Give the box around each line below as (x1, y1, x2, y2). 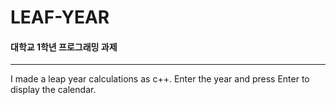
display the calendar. (10, 84, 97, 96)
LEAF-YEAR (10, 6, 110, 29)
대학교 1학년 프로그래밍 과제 (10, 41, 118, 53)
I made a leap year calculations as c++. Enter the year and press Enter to (10, 73, 310, 85)
